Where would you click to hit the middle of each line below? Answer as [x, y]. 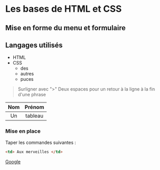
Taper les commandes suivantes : [41, 142]
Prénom [35, 107]
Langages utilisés [34, 45]
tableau [34, 116]
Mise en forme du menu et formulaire [66, 28]
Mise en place [23, 131]
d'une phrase [32, 95]
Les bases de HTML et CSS [63, 9]
